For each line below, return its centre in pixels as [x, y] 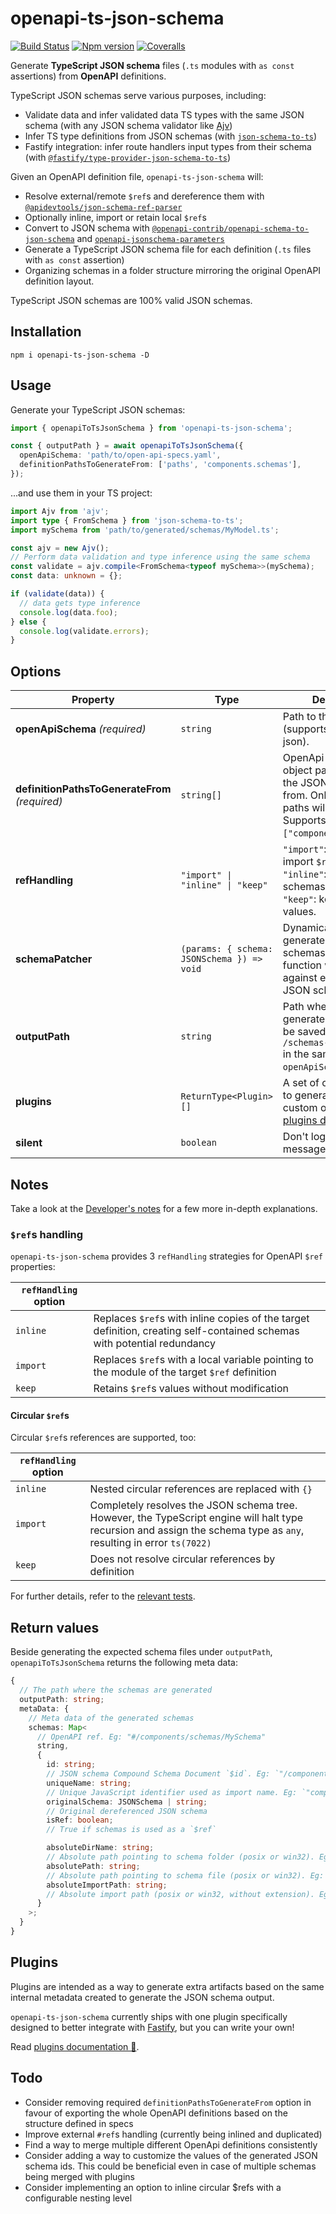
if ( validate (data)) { [57, 594]
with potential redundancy [154, 1344]
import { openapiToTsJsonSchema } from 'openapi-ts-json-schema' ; [151, 428]
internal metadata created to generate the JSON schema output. [142, 1997]
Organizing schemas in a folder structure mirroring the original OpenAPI [173, 270]
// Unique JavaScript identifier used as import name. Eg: [172, 1792]
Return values [55, 1627]
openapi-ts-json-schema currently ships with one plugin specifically [149, 2016]
